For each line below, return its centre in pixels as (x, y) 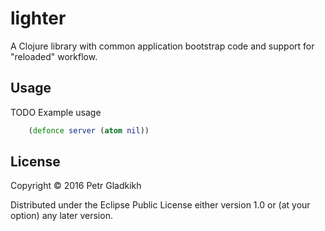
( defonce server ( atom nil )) (89, 130)
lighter (38, 18)
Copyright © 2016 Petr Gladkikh (76, 186)
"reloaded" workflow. (54, 56)
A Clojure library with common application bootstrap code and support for (162, 46)
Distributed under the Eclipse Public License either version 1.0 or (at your (160, 205)
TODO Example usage (56, 112)
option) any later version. (61, 216)
